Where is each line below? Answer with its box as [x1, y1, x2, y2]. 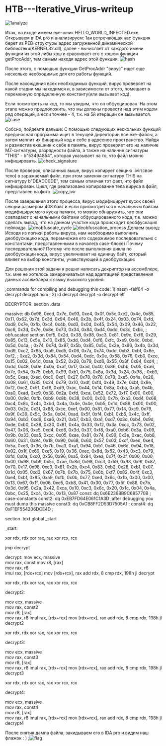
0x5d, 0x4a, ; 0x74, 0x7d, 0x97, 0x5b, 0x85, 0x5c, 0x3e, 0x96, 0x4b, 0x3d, [5, 342, 160, 348]
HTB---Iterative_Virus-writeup [5, 3, 134, 15]
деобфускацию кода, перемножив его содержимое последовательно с [5, 235, 158, 241]
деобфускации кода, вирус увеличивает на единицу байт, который [5, 251, 147, 257]
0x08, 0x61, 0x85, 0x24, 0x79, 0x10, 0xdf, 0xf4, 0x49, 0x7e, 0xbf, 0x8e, [5, 379, 153, 385]
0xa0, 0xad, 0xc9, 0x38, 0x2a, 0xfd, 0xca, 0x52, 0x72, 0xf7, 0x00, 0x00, [5, 390, 155, 396]
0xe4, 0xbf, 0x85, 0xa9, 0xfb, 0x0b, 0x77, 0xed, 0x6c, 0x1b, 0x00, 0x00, [5, 474, 155, 480]
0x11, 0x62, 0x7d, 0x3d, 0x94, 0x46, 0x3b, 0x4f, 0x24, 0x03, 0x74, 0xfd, [5, 316, 155, 322]
